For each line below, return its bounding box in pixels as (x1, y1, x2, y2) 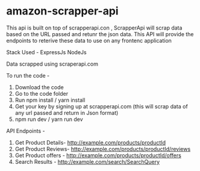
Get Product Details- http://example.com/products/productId (14, 138, 166, 146)
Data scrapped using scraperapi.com (6, 60, 98, 67)
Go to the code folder (14, 90, 68, 97)
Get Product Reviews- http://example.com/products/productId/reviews (14, 145, 191, 152)
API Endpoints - (6, 127, 45, 134)
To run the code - (6, 72, 50, 79)
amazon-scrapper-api (6, 4, 119, 18)
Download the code (14, 83, 64, 91)
